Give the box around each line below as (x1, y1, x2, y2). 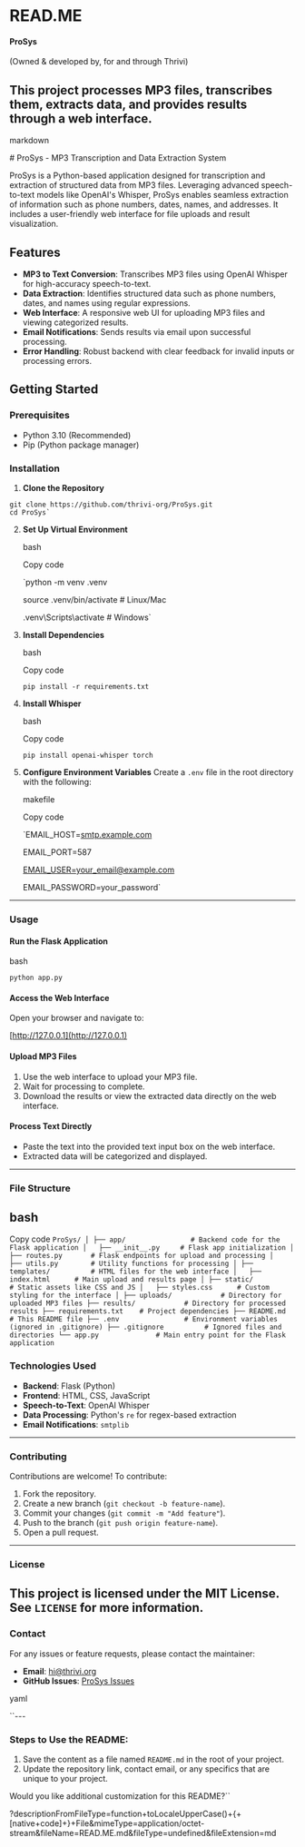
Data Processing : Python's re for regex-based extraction (22, 1409, 238, 1420)
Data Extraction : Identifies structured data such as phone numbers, (22, 288, 277, 300)
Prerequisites (9, 409, 70, 422)
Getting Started (9, 382, 99, 398)
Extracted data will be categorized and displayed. (22, 1150, 208, 1162)
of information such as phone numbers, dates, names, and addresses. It (9, 199, 279, 210)
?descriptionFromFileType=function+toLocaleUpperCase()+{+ (9, 1808, 242, 1819)
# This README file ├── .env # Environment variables (9, 1315, 279, 1324)
